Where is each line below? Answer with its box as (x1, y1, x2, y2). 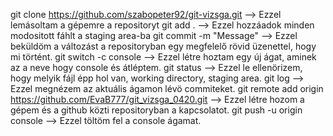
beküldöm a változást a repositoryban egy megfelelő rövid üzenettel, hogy (10, 40, 317, 52)
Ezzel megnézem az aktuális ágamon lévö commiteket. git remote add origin (10, 83, 324, 94)
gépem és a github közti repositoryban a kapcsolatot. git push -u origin (10, 104, 303, 116)
